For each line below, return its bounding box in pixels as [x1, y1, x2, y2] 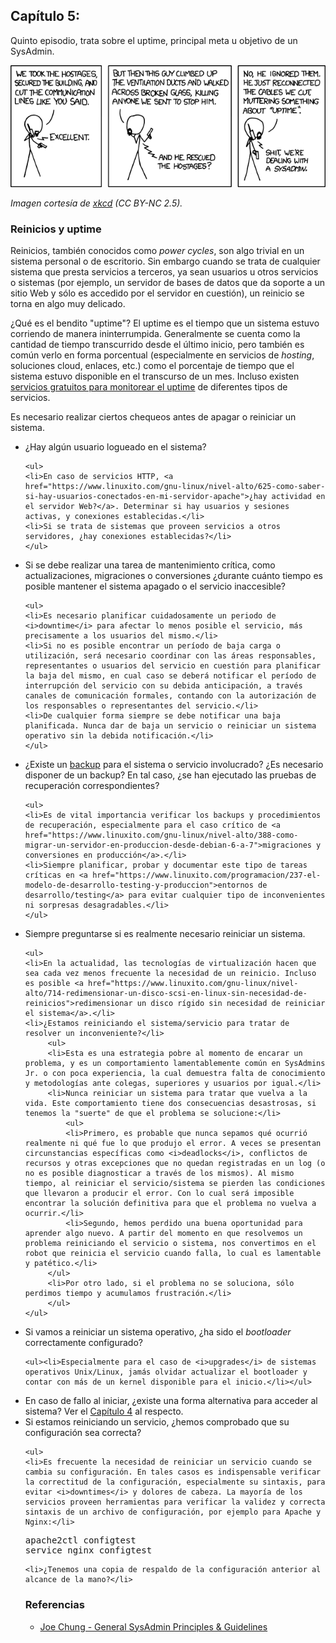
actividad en [271, 492, 326, 502]
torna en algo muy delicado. [10, 298, 126, 310]
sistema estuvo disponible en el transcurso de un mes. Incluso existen [10, 370, 300, 383]
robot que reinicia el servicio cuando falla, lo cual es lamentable [24, 1249, 322, 1259]
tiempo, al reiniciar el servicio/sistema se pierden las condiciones [24, 1179, 326, 1189]
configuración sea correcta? [24, 1427, 142, 1439]
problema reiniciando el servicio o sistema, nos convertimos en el [24, 1239, 317, 1249]
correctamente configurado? [24, 1337, 143, 1349]
